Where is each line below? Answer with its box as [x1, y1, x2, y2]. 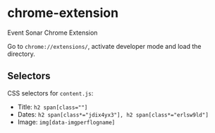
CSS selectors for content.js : [7, 88, 94, 97]
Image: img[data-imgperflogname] [17, 117, 116, 126]
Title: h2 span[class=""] [17, 103, 88, 111]
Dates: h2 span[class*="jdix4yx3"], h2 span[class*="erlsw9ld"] [17, 110, 209, 118]
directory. [7, 50, 35, 58]
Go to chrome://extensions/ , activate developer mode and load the [7, 42, 202, 50]
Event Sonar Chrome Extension [7, 28, 98, 37]
